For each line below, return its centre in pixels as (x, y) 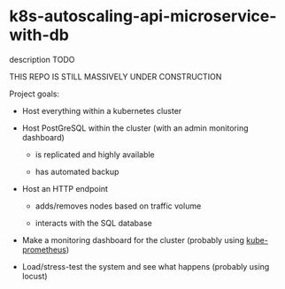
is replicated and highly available (95, 154)
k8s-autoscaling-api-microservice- (143, 16)
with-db (39, 35)
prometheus (44, 249)
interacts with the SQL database (93, 223)
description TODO (42, 59)
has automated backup (77, 171)
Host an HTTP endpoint (65, 188)
